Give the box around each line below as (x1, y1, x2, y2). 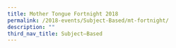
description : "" (7, 23, 55, 30)
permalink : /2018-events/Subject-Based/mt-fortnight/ (7, 17, 170, 24)
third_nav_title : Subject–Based (7, 30, 102, 37)
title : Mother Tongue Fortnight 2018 (7, 10, 119, 18)
